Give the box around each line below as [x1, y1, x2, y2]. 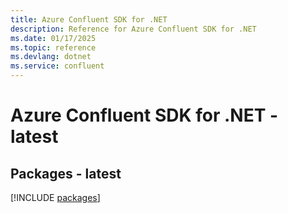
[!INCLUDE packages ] [10, 192, 101, 203]
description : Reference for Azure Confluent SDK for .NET [10, 24, 257, 34]
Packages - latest [10, 165, 122, 182]
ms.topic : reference [10, 42, 97, 53]
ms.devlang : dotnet [10, 52, 92, 62]
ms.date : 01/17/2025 [10, 33, 97, 43]
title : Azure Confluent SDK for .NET [10, 14, 168, 25]
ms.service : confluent [10, 61, 105, 71]
